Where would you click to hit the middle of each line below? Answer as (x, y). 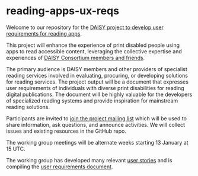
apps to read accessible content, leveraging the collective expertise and (94, 51)
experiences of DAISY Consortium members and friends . (76, 57)
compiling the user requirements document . (60, 167)
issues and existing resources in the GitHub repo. (66, 131)
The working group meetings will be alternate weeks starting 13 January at (97, 142)
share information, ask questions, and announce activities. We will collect (96, 124)
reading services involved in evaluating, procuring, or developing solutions (97, 75)
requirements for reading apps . (44, 33)
